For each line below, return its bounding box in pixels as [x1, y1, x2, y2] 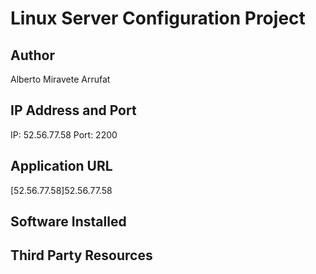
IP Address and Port [10, 102, 137, 119]
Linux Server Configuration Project [10, 7, 306, 30]
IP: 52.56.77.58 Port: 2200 [10, 128, 118, 141]
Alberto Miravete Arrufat [10, 73, 111, 85]
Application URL [10, 158, 113, 175]
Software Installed [10, 213, 127, 231]
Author [10, 47, 55, 64]
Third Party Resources [10, 247, 153, 264]
